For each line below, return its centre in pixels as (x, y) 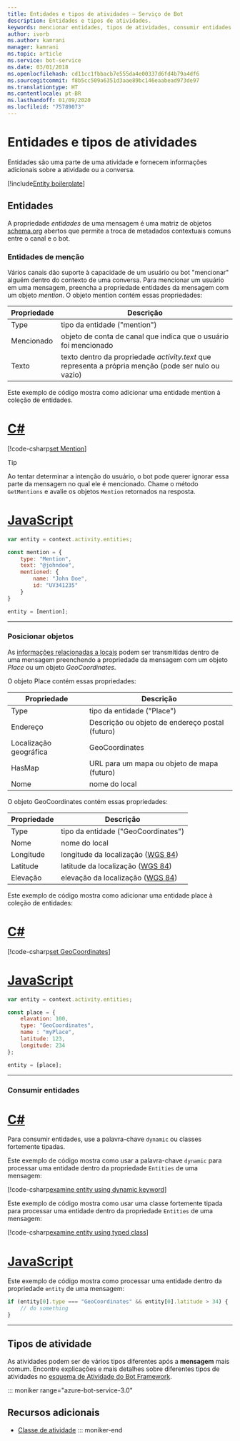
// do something (45, 1309)
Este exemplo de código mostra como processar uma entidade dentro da (115, 1281)
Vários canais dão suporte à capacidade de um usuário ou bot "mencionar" (118, 272)
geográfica (29, 752)
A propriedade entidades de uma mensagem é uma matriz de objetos (110, 223)
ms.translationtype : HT (43, 87)
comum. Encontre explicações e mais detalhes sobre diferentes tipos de (114, 1369)
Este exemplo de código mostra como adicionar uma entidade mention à (114, 392)
